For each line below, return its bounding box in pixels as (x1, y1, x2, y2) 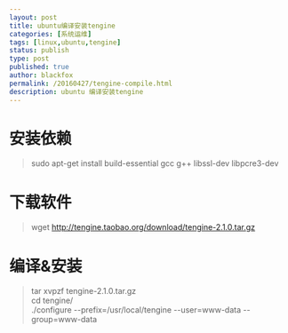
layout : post (9, 12, 58, 22)
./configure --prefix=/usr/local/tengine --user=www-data (30, 305, 242, 315)
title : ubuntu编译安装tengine (9, 21, 116, 30)
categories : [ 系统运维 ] (9, 29, 92, 38)
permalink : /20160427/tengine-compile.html (9, 79, 173, 88)
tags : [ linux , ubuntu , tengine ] (9, 37, 122, 47)
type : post (9, 54, 50, 63)
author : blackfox (9, 71, 74, 80)
